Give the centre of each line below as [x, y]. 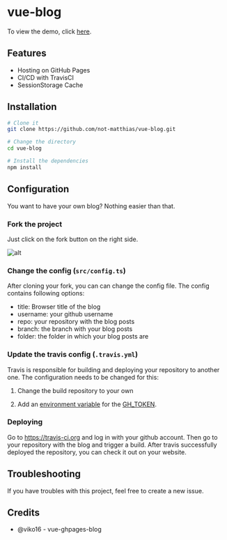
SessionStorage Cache [50, 85]
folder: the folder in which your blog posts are [83, 337]
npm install [24, 167]
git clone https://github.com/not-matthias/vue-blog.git [92, 130]
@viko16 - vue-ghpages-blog [60, 530]
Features [27, 53]
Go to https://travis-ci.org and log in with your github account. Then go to [112, 437]
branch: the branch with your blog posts [75, 329]
